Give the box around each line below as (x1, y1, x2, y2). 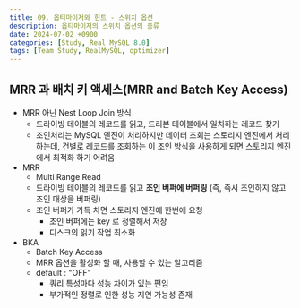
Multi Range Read (35, 171, 101, 182)
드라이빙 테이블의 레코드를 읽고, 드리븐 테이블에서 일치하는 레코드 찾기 (35, 118, 280, 129)
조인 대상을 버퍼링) (35, 193, 101, 204)
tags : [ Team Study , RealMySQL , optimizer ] (9, 47, 170, 56)
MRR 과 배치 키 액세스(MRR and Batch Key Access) (9, 81, 288, 97)
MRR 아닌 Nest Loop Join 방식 (21, 107, 132, 117)
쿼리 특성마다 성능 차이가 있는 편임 (48, 278, 169, 288)
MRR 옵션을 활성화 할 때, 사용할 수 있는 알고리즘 (35, 257, 203, 268)
